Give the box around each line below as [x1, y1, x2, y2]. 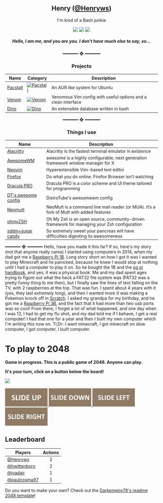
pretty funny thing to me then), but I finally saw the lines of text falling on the [5, 280, 158, 286]
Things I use [66, 129, 97, 135]
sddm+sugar [7, 228, 33, 234]
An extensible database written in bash [51, 106, 130, 112]
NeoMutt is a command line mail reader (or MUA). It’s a [46, 204, 156, 210]
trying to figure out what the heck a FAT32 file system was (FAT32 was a [5, 275, 150, 281]
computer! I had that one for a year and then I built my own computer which [5, 316, 156, 322]
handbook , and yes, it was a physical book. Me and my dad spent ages [5, 270, 147, 276]
